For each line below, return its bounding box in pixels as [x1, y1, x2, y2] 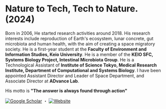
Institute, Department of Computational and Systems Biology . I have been [5, 67, 161, 73]
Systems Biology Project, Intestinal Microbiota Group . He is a [5, 56, 134, 62]
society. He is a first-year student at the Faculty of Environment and [5, 46, 146, 52]
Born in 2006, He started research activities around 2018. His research [5, 30, 150, 36]
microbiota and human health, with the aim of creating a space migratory [5, 40, 155, 46]
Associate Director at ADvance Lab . [5, 78, 79, 84]
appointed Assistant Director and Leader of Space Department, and [5, 72, 144, 78]
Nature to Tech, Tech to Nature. [5, 3, 138, 14]
